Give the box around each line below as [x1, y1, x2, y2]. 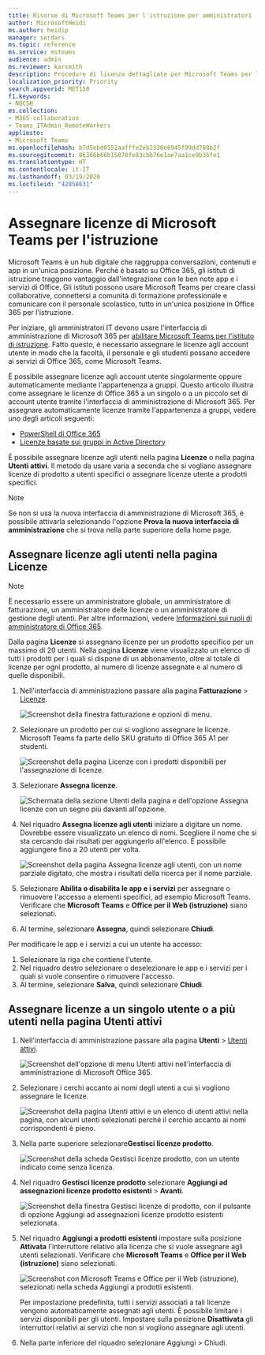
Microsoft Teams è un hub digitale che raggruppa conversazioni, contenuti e [8, 257, 256, 267]
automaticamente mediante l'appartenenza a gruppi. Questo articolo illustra [8, 380, 254, 389]
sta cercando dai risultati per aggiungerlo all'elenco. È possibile [19, 836, 226, 845]
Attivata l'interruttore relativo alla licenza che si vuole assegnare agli [19, 1242, 243, 1252]
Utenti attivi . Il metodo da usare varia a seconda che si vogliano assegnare [8, 461, 252, 470]
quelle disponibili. [8, 670, 65, 679]
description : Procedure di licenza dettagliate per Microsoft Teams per [8, 70, 252, 78]
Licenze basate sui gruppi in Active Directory [19, 437, 166, 447]
